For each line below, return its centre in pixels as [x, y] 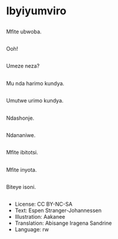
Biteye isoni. [21, 187]
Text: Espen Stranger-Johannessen [58, 210]
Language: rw [32, 229]
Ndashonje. [20, 118]
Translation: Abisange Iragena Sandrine [63, 223]
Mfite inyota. [21, 170]
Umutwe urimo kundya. [35, 101]
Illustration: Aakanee [40, 217]
